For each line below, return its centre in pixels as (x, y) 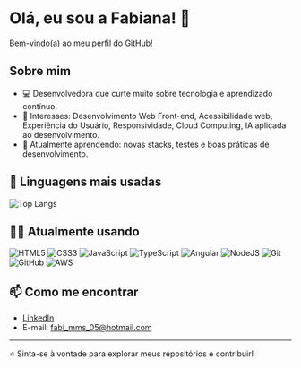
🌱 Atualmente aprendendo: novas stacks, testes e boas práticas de (146, 144)
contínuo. (40, 106)
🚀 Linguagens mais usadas (86, 182)
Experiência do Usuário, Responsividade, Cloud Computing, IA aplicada (154, 125)
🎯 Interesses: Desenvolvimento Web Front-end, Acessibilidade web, (147, 116)
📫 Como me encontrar (74, 291)
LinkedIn (38, 318)
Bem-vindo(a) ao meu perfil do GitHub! (82, 43)
